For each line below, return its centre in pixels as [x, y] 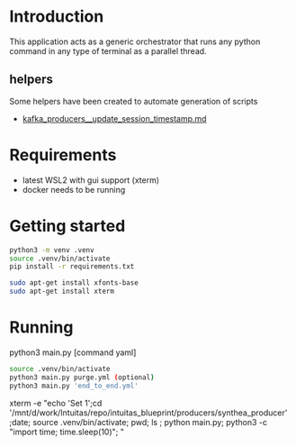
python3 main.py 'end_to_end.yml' [74, 386]
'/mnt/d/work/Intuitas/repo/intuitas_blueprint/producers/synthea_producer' [148, 413]
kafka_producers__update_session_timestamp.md [114, 118]
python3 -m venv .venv [52, 250]
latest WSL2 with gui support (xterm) [91, 180]
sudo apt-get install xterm [62, 291]
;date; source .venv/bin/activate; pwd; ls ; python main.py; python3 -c [139, 422]
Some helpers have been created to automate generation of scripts [134, 101]
